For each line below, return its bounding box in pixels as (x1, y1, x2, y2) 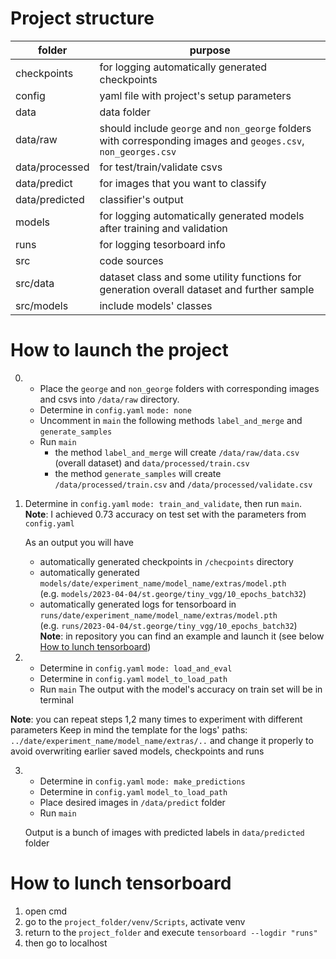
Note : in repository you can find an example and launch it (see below (39, 630, 325, 642)
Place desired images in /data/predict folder (39, 796, 226, 808)
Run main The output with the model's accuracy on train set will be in (39, 683, 323, 695)
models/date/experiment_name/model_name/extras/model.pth (39, 578, 287, 589)
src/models (15, 298, 69, 312)
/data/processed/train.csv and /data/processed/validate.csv (54, 478, 313, 490)
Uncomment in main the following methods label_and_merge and (39, 414, 303, 426)
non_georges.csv (99, 146, 177, 157)
